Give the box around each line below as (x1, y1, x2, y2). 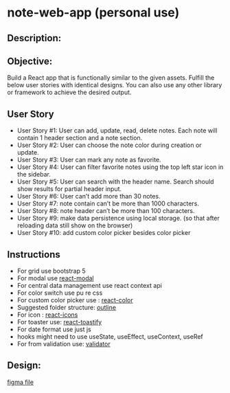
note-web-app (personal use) (7, 5, 180, 21)
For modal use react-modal (16, 274, 94, 282)
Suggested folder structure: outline (16, 304, 117, 312)
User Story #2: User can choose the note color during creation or (16, 141, 202, 149)
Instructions (7, 249, 60, 260)
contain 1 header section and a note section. (16, 134, 143, 142)
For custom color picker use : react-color (16, 296, 134, 304)
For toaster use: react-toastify (16, 318, 102, 326)
